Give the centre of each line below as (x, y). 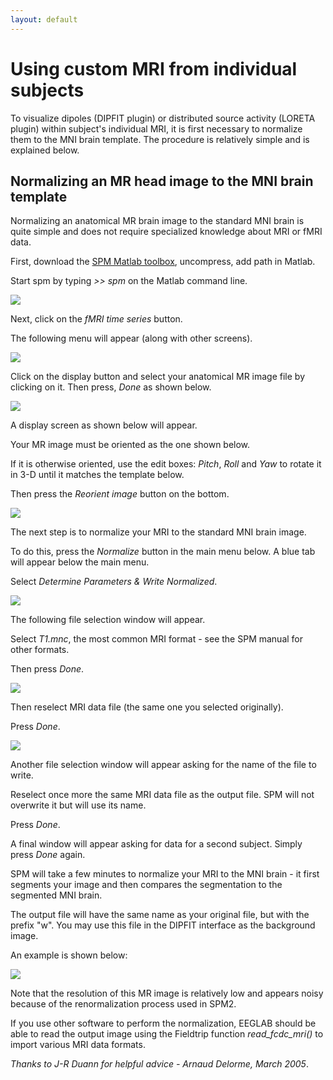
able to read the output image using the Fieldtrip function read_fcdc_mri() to (167, 1034)
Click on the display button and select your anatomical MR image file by (158, 377)
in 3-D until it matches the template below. (97, 475)
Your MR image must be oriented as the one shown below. (130, 445)
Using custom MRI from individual (154, 68)
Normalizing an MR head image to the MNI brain (162, 181)
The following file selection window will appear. (108, 620)
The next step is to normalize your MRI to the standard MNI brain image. (158, 532)
